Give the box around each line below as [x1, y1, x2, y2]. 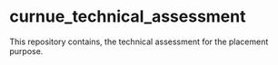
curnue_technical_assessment [9, 6, 246, 27]
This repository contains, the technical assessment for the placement [9, 36, 269, 47]
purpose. [9, 45, 44, 56]
